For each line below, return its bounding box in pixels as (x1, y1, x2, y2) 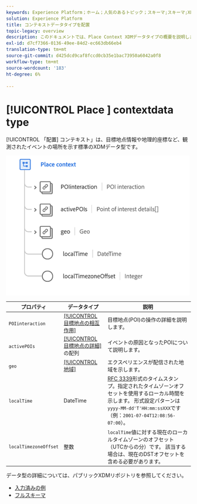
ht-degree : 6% (6, 71, 41, 77)
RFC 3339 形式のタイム (107, 375, 164, 382)
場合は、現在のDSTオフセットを (107, 450, 185, 457)
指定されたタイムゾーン (117, 383, 174, 390)
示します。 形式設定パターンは (107, 397, 181, 404)
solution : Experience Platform (6, 15, 83, 22)
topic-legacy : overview (6, 28, 64, 34)
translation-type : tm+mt (6, 47, 67, 53)
